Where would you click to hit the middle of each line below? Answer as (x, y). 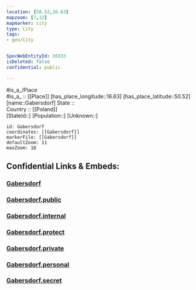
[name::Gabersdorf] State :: (41, 103)
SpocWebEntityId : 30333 (36, 56)
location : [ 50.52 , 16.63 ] (38, 12)
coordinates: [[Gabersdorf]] (43, 132)
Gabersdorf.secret (34, 280)
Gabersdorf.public (34, 199)
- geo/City (20, 40)
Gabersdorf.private (35, 248)
